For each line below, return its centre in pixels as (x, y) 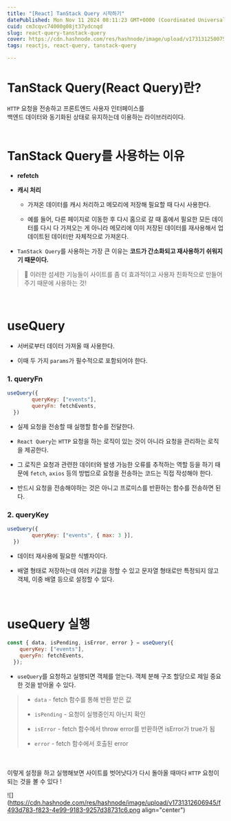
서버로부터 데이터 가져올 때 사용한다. (66, 346)
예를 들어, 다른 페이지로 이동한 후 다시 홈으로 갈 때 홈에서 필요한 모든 (119, 219)
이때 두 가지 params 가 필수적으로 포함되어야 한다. (82, 360)
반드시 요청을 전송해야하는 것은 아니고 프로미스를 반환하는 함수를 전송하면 (115, 488)
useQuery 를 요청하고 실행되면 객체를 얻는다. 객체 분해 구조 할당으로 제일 (113, 676)
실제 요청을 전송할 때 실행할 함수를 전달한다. (76, 426)
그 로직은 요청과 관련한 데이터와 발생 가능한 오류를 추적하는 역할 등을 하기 (115, 464)
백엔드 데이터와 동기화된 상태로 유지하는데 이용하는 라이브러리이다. (96, 117)
